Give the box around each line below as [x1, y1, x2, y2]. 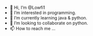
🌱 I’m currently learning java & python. [9, 15, 88, 20]
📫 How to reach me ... [9, 26, 56, 31]
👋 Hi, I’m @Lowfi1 [9, 5, 45, 10]
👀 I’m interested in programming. [9, 10, 76, 16]
